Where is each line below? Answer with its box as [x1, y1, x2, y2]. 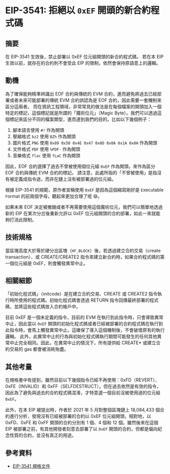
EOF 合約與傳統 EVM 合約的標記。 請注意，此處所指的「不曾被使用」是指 [5, 169, 157, 175]
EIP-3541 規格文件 [12, 463, 51, 469]
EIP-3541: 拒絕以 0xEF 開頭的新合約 [5, 5, 151, 16]
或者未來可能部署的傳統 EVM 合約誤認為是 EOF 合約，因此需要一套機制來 [9, 97, 162, 103]
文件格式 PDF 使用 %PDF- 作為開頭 [12, 146, 80, 152]
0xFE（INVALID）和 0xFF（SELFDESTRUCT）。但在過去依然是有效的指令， [5, 383, 161, 390]
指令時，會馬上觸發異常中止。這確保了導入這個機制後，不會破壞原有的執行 [9, 327, 165, 333]
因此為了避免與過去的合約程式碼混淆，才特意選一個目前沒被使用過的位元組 [5, 390, 160, 396]
